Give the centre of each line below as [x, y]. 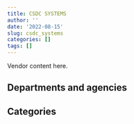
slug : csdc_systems [35, 33]
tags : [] [20, 46]
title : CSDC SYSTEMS [37, 14]
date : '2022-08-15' [35, 26]
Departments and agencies [67, 88]
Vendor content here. [37, 66]
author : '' [23, 20]
